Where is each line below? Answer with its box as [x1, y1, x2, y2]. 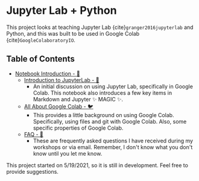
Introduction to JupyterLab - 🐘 [24, 76, 99, 83]
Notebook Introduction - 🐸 [14, 70, 80, 77]
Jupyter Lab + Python [6, 4, 117, 17]
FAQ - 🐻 [24, 130, 43, 138]
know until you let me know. [33, 150, 103, 157]
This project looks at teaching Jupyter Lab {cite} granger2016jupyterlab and [6, 24, 194, 31]
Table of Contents [6, 54, 75, 64]
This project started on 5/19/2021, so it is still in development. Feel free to [6, 161, 189, 169]
